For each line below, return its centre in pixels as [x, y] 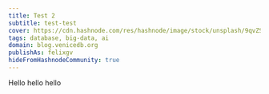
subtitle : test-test [43, 23]
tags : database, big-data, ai [59, 38]
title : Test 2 [32, 16]
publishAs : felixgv [41, 53]
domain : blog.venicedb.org [53, 45]
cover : [19, 30]
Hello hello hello [35, 82]
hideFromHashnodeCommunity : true [64, 61]
